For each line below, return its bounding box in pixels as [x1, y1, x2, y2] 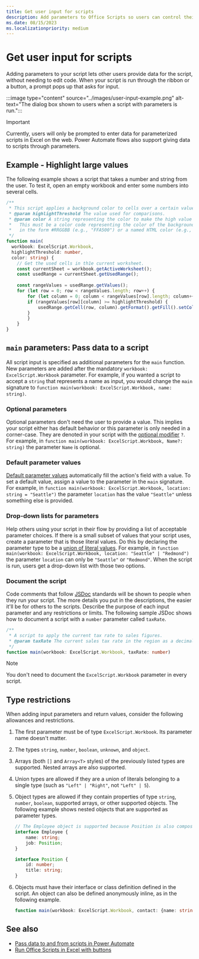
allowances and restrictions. [6, 717, 75, 724]
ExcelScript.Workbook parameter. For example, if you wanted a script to [6, 371, 181, 378]
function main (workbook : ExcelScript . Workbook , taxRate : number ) [6, 649, 171, 655]
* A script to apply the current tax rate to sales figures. [8, 632, 163, 638]
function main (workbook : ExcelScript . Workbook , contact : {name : [14, 908, 177, 914]
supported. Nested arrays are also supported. [14, 764, 127, 771]
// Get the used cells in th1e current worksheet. [17, 260, 145, 266]
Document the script [6, 576, 67, 585]
